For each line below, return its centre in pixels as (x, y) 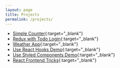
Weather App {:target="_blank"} (45, 44)
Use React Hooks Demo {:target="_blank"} (56, 50)
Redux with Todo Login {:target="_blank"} (55, 39)
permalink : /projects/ (29, 19)
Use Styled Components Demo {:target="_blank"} (64, 55)
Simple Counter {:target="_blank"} (48, 34)
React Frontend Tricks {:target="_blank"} (55, 60)
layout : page (19, 10)
